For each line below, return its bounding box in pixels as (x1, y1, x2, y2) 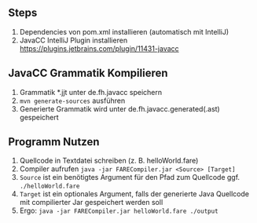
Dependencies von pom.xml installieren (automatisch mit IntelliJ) (19, 27, 229, 36)
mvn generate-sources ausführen (19, 96, 126, 105)
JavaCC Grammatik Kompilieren (8, 67, 168, 80)
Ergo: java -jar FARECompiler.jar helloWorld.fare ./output (19, 206, 218, 215)
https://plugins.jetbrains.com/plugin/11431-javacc (19, 43, 179, 53)
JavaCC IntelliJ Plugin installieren (19, 35, 128, 45)
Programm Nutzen (8, 135, 100, 148)
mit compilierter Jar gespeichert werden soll (19, 198, 163, 207)
